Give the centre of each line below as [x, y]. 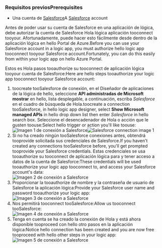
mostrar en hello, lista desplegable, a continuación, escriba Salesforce [83, 99]
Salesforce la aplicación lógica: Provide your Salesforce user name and [83, 188]
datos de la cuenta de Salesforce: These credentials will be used [77, 162]
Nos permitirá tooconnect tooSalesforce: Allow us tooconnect [74, 204]
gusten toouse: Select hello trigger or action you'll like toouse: [74, 125]
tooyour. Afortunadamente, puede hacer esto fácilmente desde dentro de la [81, 38]
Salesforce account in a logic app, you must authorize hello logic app [75, 49]
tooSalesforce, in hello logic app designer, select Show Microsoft [78, 109]
